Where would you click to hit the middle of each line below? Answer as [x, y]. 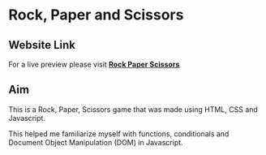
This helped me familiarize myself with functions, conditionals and [119, 133]
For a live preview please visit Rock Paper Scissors [94, 64]
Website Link [42, 45]
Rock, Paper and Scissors [96, 15]
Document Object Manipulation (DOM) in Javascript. [96, 142]
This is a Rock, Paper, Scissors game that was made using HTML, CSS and [133, 109]
